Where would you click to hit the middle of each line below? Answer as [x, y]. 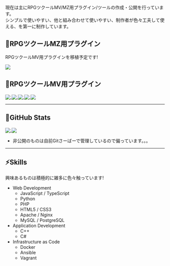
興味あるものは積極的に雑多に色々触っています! [55, 178]
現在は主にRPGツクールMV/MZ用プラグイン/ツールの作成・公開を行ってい [82, 7]
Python [28, 199]
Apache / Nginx [36, 215]
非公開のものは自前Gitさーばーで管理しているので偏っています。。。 [81, 140]
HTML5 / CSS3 [36, 209]
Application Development [39, 225]
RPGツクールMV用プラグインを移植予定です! [52, 57]
